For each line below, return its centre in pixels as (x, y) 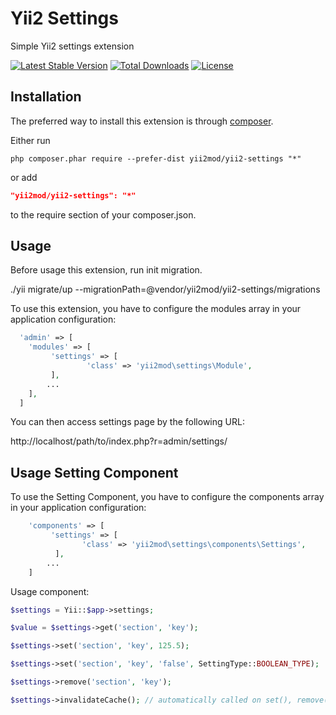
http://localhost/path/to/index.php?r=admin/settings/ (119, 441)
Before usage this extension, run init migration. (106, 270)
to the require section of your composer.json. (103, 214)
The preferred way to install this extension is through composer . (142, 121)
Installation (46, 97)
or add (24, 177)
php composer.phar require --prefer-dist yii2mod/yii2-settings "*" (156, 158)
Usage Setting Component (94, 472)
